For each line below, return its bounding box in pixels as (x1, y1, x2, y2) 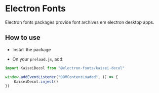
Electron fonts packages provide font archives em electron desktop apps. (5, 19, 155, 25)
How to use (5, 33, 40, 42)
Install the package (12, 46, 51, 52)
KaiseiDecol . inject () (14, 79, 58, 84)
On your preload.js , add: (12, 56, 64, 62)
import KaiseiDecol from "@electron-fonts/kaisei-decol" (5, 65, 125, 70)
